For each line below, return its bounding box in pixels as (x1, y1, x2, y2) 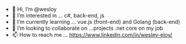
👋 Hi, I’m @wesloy (11, 6, 57, 12)
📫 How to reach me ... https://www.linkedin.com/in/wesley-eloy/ (11, 32, 173, 38)
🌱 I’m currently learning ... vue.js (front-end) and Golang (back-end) (11, 18, 181, 25)
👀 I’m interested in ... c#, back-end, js (11, 12, 105, 19)
